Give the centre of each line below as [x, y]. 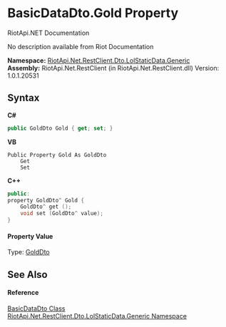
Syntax [24, 98]
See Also [27, 275]
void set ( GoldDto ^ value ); [62, 214]
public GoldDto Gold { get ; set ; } [60, 128]
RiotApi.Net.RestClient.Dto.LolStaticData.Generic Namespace [97, 316]
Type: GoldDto [29, 252]
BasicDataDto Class [36, 308]
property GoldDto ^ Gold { [46, 200]
